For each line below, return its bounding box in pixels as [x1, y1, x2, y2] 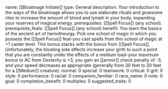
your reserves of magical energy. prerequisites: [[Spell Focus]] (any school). [5, 20, 162, 26]
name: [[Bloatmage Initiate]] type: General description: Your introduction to [5, 4, 159, 10]
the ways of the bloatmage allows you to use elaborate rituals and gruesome [5, 9, 163, 15]
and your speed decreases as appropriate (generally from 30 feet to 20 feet [5, 62, 161, 68]
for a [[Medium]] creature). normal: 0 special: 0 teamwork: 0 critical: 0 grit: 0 [5, 68, 163, 74]
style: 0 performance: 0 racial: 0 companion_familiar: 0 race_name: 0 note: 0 [5, 73, 163, 79]
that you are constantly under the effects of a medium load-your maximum [5, 52, 159, 58]
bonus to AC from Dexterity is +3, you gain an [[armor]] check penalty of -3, [5, 57, 162, 63]
